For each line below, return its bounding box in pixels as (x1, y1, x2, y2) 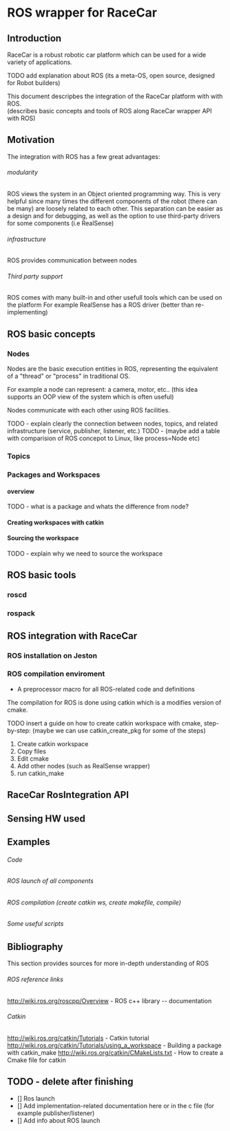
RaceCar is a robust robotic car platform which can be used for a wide (7, 50, 207, 59)
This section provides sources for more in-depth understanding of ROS (7, 959, 209, 968)
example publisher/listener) (17, 1109, 95, 1117)
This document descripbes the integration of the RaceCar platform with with (7, 92, 223, 100)
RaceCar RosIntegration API (7, 789, 129, 801)
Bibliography (7, 941, 63, 953)
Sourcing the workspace (7, 534, 79, 542)
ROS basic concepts (7, 328, 96, 340)
